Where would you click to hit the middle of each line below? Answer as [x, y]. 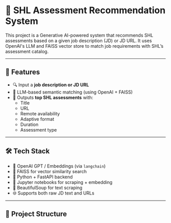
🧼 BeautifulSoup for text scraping [47, 187]
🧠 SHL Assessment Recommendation [85, 10]
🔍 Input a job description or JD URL [51, 85]
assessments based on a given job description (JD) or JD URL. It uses [79, 41]
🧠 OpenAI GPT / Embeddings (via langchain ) [59, 166]
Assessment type [38, 130]
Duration [29, 124]
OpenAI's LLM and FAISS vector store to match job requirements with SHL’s [84, 46]
